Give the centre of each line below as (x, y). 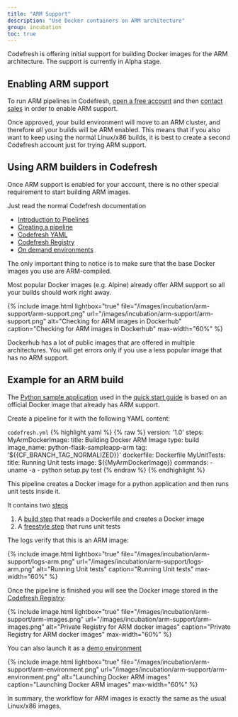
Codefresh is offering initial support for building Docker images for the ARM (118, 54)
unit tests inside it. (34, 491)
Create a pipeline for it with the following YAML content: (89, 418)
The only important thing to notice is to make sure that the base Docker (111, 263)
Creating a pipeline (45, 227)
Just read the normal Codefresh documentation (77, 205)
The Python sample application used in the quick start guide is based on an (117, 397)
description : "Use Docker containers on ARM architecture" (96, 21)
